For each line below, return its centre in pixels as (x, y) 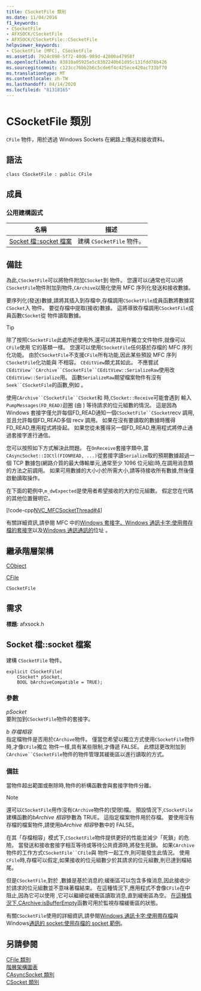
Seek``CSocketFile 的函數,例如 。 (46, 385)
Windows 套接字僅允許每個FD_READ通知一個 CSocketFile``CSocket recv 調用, (100, 413)
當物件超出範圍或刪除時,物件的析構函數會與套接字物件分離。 (80, 786)
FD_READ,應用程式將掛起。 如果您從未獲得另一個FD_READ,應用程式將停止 (97, 428)
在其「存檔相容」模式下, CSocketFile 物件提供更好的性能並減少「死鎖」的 (95, 838)
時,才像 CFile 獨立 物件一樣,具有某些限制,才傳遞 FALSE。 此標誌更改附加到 (96, 747)
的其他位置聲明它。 (30, 499)
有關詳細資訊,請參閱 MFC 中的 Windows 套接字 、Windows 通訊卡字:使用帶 (97, 523)
